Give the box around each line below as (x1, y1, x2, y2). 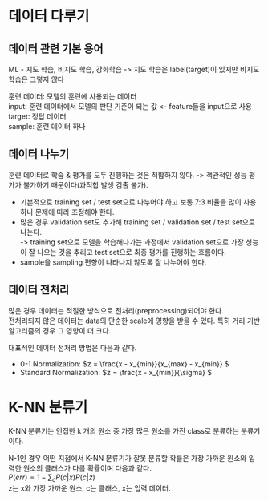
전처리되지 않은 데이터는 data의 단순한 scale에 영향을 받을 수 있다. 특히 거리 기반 (8, 316, 261, 325)
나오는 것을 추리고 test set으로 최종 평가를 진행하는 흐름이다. (37, 247, 226, 257)
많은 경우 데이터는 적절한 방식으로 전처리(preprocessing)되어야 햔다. (8, 305, 225, 315)
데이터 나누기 (8, 147, 70, 161)
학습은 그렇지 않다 (8, 75, 64, 84)
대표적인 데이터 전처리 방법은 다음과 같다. (8, 342, 137, 353)
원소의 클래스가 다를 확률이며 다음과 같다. (22, 463, 152, 473)
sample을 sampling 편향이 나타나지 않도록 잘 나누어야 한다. (19, 257, 207, 267)
